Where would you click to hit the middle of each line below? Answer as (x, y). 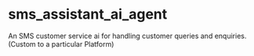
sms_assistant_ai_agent (88, 14)
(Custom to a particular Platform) (61, 44)
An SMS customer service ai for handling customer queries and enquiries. (127, 36)
